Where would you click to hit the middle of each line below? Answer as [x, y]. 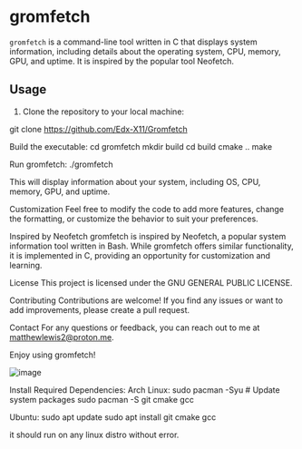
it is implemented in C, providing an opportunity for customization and [140, 255]
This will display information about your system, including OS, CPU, [135, 181]
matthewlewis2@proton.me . [62, 337]
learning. [26, 265]
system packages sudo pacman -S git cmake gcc [102, 399]
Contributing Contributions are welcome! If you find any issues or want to [146, 300]
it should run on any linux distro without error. [94, 434]
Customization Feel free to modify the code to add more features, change [146, 209]
